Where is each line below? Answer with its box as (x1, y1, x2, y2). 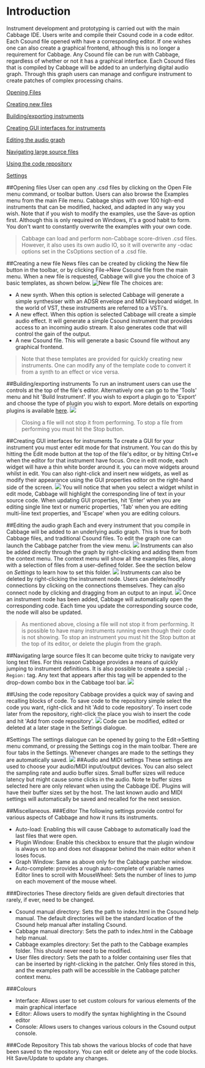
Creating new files (6, 100, 53, 108)
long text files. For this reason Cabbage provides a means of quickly (6, 658, 179, 666)
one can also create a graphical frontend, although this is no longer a (6, 44, 181, 52)
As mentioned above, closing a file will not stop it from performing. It (21, 620, 195, 628)
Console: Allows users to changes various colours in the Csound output (15, 1023, 196, 1030)
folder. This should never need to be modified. (15, 947, 132, 955)
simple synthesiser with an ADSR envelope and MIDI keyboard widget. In (15, 298, 199, 305)
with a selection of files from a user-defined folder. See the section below (6, 561, 192, 569)
